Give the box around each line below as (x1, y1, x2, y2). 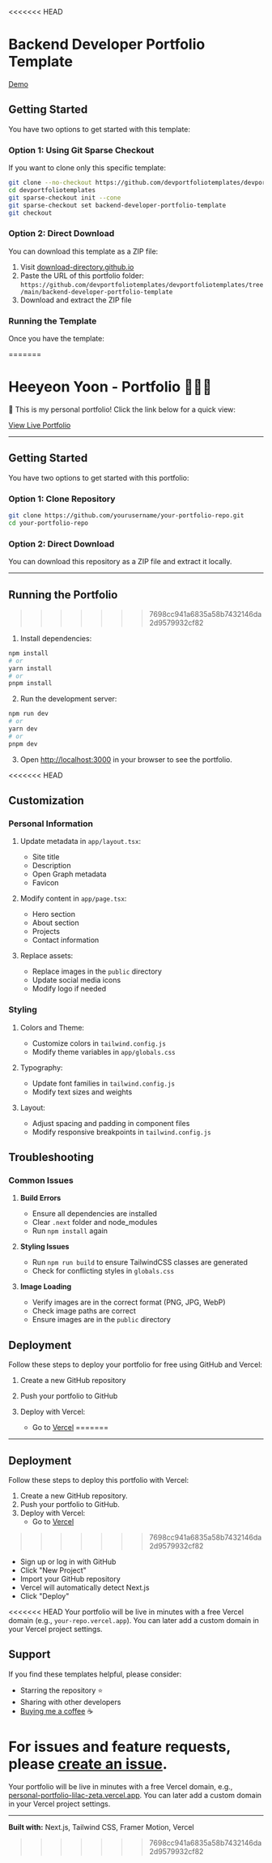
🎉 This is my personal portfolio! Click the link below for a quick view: (8, 405, 236, 414)
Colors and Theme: (19, 1022, 85, 1032)
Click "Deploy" (19, 1591, 70, 1600)
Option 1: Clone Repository (8, 493, 116, 504)
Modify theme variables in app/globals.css (32, 1047, 176, 1056)
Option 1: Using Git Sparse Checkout (8, 144, 155, 156)
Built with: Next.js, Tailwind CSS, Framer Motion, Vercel (8, 1822, 194, 1831)
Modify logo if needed (32, 984, 107, 994)
